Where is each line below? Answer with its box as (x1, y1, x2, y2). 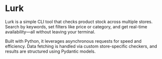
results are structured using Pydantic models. (5, 48, 96, 54)
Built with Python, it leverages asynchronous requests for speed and (5, 38, 142, 44)
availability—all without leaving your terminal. (5, 29, 96, 35)
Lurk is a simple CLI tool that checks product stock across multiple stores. (5, 19, 153, 24)
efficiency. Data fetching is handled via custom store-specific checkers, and (5, 43, 158, 49)
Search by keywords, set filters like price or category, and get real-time (5, 24, 147, 29)
